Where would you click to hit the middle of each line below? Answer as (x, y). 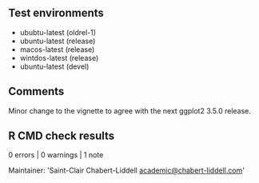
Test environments (56, 13)
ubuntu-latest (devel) (54, 66)
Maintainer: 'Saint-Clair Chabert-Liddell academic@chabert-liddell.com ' (127, 170)
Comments (36, 91)
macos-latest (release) (57, 49)
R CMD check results (62, 136)
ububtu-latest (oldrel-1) (58, 32)
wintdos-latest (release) (59, 58)
